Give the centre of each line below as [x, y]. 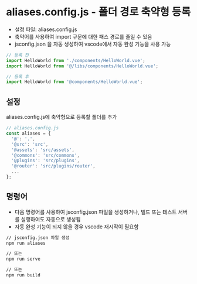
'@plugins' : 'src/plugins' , [46, 161]
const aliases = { [28, 134]
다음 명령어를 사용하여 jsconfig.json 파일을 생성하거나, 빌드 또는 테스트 [96, 212]
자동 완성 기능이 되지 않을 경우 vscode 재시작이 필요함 [77, 227]
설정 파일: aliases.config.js [46, 29]
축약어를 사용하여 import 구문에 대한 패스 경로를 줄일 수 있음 [83, 36]
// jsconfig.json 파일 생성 [38, 238]
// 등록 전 [18, 55]
